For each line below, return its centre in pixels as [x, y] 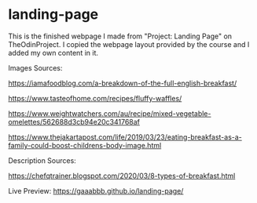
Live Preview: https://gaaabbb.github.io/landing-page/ [96, 190]
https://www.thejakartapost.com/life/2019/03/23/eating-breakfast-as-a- [125, 137]
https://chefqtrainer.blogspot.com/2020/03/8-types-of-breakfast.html [122, 176]
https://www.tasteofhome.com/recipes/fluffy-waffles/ [95, 98]
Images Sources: [35, 67]
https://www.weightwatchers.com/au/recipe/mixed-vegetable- [110, 113]
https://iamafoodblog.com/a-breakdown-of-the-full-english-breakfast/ [123, 83]
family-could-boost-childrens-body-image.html [85, 145]
